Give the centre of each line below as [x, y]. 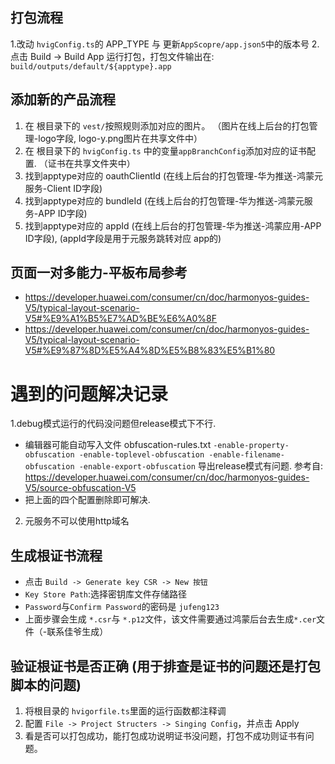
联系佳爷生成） [77, 632]
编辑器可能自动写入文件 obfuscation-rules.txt [118, 445]
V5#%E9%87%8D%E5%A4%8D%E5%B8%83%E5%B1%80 [150, 350]
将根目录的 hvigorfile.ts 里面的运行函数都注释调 [125, 711]
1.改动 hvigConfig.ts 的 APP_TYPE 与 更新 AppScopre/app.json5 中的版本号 [160, 44]
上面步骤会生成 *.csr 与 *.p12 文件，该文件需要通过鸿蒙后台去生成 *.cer [170, 619]
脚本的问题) [46, 684]
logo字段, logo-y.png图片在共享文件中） [120, 138]
